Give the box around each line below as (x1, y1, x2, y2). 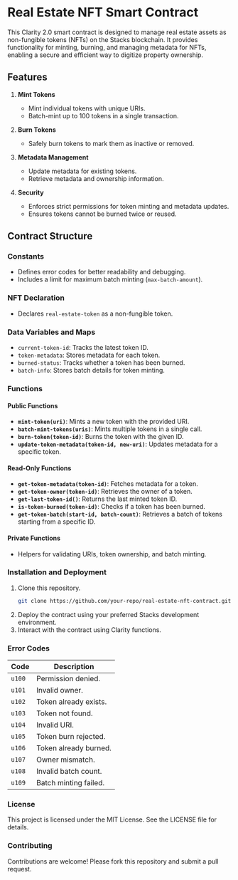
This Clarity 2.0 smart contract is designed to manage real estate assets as (7, 28, 227, 36)
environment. (17, 618, 57, 626)
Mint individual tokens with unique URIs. (28, 104, 146, 113)
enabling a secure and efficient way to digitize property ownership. (7, 51, 204, 59)
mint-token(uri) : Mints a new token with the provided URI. (17, 418, 190, 426)
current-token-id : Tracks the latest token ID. (17, 343, 149, 352)
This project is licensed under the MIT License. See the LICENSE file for (7, 815, 217, 824)
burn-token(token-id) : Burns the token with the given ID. (17, 433, 184, 441)
